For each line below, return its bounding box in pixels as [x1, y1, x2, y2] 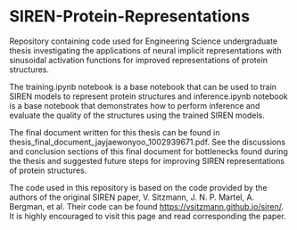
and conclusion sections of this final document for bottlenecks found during [9, 145, 288, 157]
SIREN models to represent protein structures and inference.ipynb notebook [9, 91, 288, 102]
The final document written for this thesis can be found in [9, 127, 220, 137]
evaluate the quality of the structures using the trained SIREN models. [9, 110, 265, 120]
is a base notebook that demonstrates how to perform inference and [9, 100, 260, 111]
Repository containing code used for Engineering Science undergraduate [9, 36, 278, 46]
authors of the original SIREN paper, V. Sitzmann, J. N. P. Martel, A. [9, 192, 255, 202]
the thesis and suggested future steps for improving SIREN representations [9, 155, 285, 166]
